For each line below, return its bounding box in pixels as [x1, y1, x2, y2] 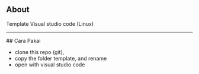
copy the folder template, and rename [14, 55, 107, 62]
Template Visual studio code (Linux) [6, 20, 94, 27]
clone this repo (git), [14, 48, 65, 55]
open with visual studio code [14, 61, 85, 68]
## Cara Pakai [6, 37, 41, 44]
